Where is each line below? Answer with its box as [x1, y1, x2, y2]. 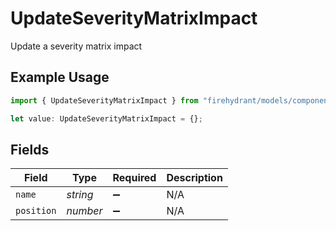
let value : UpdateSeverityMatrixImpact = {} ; [10, 113, 203, 124]
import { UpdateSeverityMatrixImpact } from [10, 95, 199, 106]
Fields [10, 141, 50, 158]
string [66, 188, 94, 202]
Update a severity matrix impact [10, 40, 143, 52]
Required [112, 171, 157, 185]
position [15, 205, 57, 217]
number [66, 204, 103, 218]
